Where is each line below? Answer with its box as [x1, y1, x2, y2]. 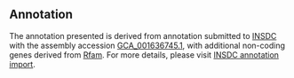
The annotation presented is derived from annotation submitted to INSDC [9, 30, 277, 41]
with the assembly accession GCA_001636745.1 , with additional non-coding [9, 40, 286, 51]
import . [9, 58, 36, 69]
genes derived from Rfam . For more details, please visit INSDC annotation [9, 49, 280, 60]
